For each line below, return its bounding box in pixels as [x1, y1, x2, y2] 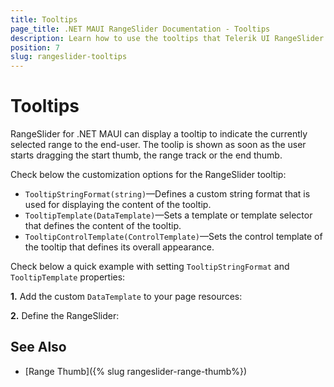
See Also [10, 339, 67, 356]
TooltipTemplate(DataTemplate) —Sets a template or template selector [24, 209, 313, 221]
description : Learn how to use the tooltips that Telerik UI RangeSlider [10, 33, 325, 43]
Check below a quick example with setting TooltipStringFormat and [10, 261, 290, 273]
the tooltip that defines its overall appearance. [24, 241, 215, 253]
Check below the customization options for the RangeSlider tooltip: [10, 169, 287, 181]
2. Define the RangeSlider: [10, 310, 120, 322]
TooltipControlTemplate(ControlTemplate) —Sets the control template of [24, 231, 323, 243]
